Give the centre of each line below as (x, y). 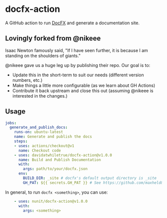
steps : (21, 141)
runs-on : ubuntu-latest (39, 132)
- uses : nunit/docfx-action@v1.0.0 (51, 201)
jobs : (11, 123)
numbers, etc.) (27, 80)
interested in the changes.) (40, 96)
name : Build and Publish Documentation (59, 160)
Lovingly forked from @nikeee (53, 38)
